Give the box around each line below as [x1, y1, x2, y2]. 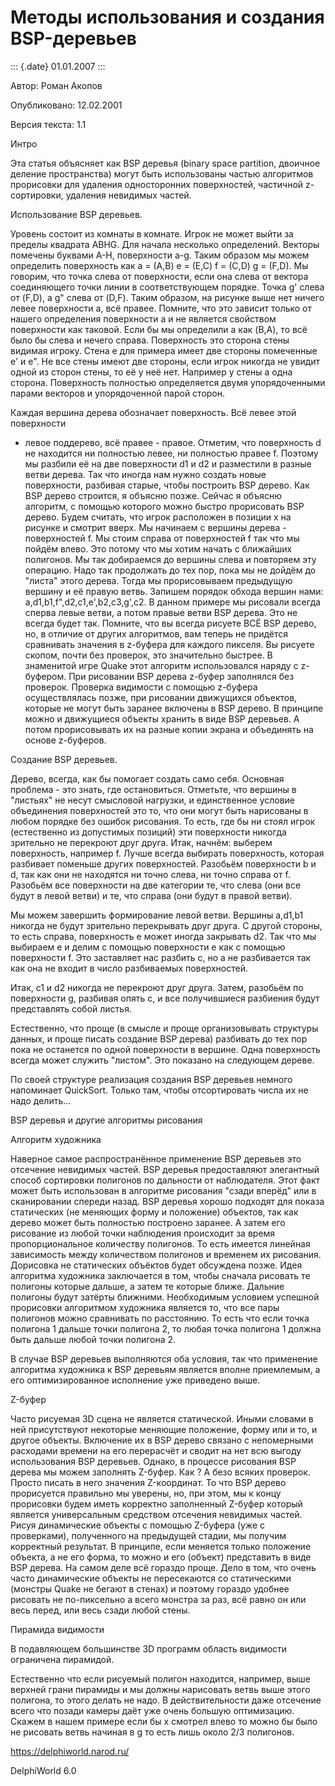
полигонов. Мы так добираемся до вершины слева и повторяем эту [24, 553, 317, 565]
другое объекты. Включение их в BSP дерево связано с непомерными [10, 1434, 314, 1446]
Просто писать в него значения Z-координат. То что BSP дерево [10, 1476, 287, 1488]
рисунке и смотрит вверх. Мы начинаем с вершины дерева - [24, 521, 287, 533]
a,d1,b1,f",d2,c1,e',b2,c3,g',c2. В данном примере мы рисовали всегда [24, 596, 322, 608]
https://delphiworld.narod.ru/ [10, 1745, 130, 1757]
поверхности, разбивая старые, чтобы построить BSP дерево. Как [24, 479, 310, 491]
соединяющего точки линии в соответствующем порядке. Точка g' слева [10, 281, 325, 293]
